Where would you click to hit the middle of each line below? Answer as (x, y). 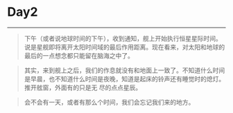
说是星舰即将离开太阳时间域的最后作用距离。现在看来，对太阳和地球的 (124, 47)
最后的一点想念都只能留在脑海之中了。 (79, 55)
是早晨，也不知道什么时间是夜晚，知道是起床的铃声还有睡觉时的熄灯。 (124, 79)
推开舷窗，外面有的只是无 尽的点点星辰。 (83, 88)
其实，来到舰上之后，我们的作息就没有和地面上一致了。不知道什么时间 (124, 70)
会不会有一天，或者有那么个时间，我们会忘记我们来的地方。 (109, 102)
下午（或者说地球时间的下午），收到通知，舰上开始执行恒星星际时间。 (123, 38)
